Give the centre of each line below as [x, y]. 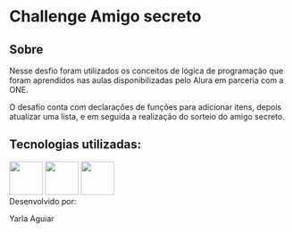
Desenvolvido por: [43, 201]
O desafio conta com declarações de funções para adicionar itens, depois [146, 107]
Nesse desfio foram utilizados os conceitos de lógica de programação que [146, 71]
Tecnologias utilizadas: [75, 145]
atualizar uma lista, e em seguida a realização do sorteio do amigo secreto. [147, 116]
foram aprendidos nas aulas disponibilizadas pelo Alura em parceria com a [146, 80]
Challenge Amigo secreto [105, 17]
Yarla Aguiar [32, 218]
